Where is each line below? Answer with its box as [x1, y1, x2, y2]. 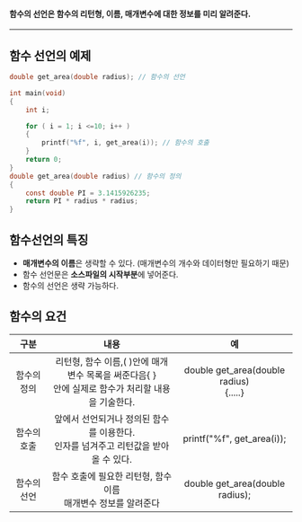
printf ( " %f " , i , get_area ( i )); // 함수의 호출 [41, 138, 209, 147]
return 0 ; [25, 155, 63, 164]
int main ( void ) [9, 88, 67, 98]
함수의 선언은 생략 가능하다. [22, 279, 120, 291]
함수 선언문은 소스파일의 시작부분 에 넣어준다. [22, 269, 179, 279]
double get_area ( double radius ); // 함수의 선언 [9, 73, 186, 82]
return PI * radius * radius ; [25, 197, 139, 206]
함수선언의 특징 [9, 232, 89, 247]
